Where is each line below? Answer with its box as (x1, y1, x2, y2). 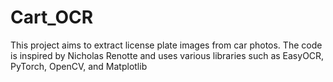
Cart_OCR (10, 6, 94, 29)
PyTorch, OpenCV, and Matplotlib (10, 60, 148, 72)
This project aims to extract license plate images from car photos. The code (10, 39, 323, 51)
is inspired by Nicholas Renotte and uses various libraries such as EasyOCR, (10, 49, 325, 61)
